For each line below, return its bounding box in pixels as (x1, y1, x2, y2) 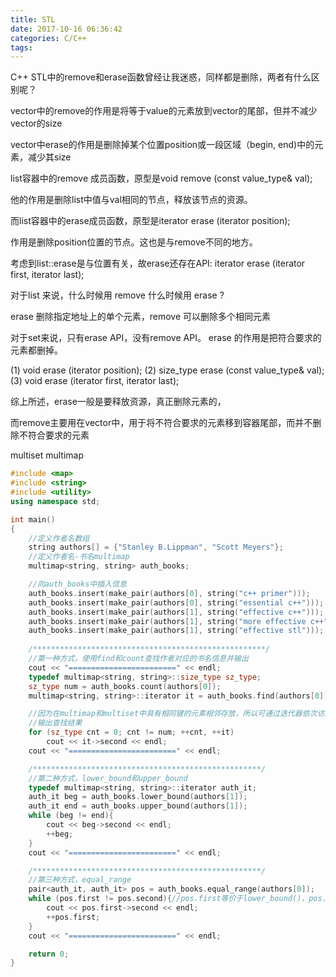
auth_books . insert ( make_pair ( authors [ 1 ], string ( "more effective (28, 616, 307, 626)
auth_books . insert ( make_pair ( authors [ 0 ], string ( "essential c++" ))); (28, 597, 325, 608)
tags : (10, 42, 33, 53)
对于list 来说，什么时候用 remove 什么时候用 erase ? (10, 289, 225, 301)
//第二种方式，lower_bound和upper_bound (28, 773, 188, 783)
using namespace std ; (10, 496, 101, 506)
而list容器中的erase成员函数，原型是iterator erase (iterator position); (10, 215, 291, 227)
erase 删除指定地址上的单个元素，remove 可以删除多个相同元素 (10, 311, 272, 323)
